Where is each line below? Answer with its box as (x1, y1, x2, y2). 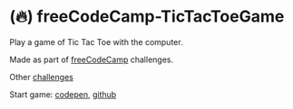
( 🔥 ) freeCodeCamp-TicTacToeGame (9, 6, 285, 27)
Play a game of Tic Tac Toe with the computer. (9, 36, 183, 47)
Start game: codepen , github (9, 88, 117, 100)
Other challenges (9, 71, 74, 82)
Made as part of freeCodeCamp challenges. (9, 54, 174, 65)
